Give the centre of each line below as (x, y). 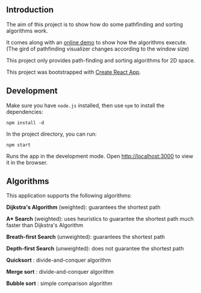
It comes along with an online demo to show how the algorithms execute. (97, 42)
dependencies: (25, 112)
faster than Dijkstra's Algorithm (45, 225)
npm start (19, 145)
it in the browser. (27, 162)
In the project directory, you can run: (51, 134)
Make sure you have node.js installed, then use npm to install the (85, 105)
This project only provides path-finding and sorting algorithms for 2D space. (101, 60)
